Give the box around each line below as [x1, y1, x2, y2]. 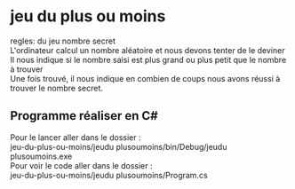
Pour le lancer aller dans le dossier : [10, 131, 141, 143]
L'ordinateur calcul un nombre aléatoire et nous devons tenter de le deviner [10, 44, 285, 55]
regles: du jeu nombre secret [10, 35, 116, 46]
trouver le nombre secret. [10, 83, 103, 93]
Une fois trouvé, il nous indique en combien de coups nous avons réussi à [10, 73, 281, 83]
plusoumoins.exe [10, 151, 73, 161]
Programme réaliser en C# [10, 108, 158, 123]
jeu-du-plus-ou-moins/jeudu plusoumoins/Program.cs [10, 169, 208, 180]
